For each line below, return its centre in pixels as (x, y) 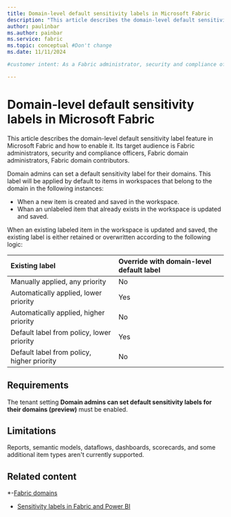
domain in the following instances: (56, 188)
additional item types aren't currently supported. (76, 455)
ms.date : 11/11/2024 (37, 52)
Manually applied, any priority (58, 281)
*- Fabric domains (32, 493)
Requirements (38, 386)
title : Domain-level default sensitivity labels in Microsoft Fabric (109, 13)
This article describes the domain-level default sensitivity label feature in (110, 138)
